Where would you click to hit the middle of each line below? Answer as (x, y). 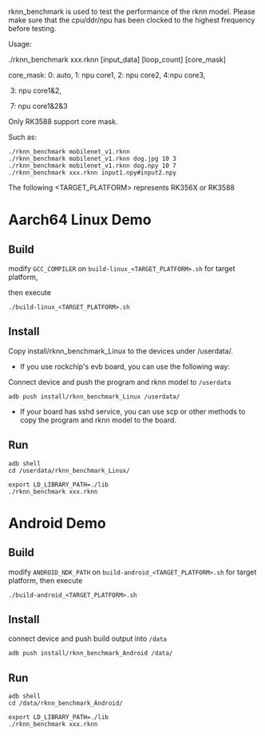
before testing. (32, 28)
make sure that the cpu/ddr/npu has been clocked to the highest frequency (132, 20)
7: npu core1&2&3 (39, 106)
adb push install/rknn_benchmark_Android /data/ (91, 654)
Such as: (23, 137)
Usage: (20, 44)
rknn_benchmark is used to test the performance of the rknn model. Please (132, 12)
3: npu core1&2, (36, 90)
